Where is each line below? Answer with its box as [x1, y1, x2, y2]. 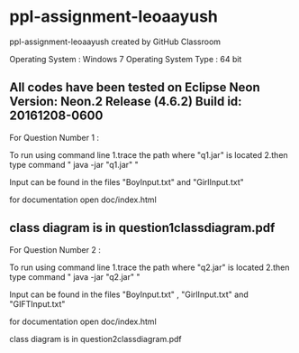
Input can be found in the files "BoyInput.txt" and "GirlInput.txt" [9, 176, 245, 187]
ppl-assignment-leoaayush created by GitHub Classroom [9, 36, 222, 47]
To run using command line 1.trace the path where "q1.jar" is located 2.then [9, 149, 288, 160]
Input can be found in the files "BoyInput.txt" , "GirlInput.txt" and [9, 289, 249, 300]
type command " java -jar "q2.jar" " [9, 271, 140, 282]
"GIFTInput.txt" [9, 298, 66, 309]
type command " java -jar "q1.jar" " [9, 159, 140, 170]
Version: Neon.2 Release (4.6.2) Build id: [9, 94, 242, 109]
